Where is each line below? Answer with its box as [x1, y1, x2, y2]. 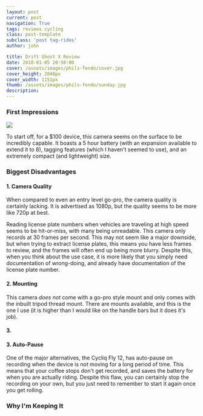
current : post [6, 15, 42, 21]
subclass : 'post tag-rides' [6, 37, 78, 43]
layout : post [6, 9, 39, 15]
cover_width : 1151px [6, 77, 59, 83]
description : [6, 88, 39, 94]
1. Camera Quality [6, 182, 52, 190]
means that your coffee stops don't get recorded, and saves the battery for [6, 367, 194, 375]
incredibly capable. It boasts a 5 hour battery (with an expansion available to [6, 139, 197, 147]
